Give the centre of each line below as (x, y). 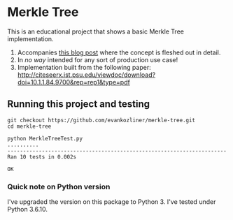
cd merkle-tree (29, 126)
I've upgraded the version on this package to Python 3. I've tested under (112, 202)
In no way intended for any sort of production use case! (98, 59)
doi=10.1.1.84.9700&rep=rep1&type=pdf (74, 82)
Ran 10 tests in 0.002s (42, 157)
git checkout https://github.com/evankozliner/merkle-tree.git (101, 120)
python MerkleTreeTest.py (45, 138)
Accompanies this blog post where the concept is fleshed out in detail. (119, 52)
